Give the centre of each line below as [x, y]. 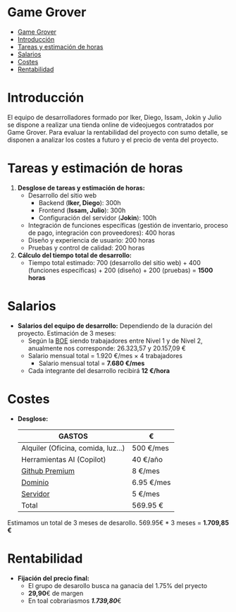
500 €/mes [150, 448]
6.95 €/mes [151, 482]
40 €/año [148, 459]
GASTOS [73, 436]
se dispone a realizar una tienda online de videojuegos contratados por [111, 125]
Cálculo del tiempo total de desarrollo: [74, 255]
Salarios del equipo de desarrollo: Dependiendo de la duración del [115, 326]
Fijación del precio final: [53, 578]
